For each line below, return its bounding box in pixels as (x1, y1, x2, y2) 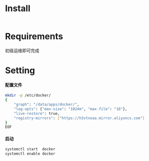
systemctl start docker (5, 147, 56, 152)
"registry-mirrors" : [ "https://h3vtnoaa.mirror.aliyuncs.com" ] (14, 115, 145, 121)
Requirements (5, 31, 63, 42)
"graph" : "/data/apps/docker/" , (14, 102, 79, 107)
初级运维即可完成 (5, 47, 39, 54)
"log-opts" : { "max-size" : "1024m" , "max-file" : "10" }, (14, 107, 128, 111)
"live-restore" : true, (14, 111, 60, 116)
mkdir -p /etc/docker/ (5, 93, 51, 98)
